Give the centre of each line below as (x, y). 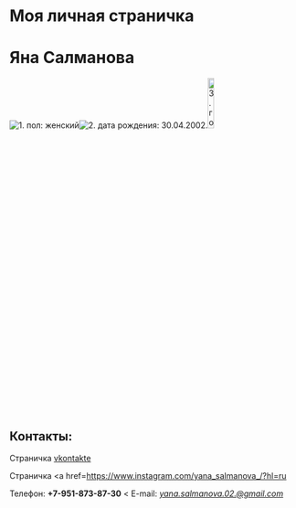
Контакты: (41, 436)
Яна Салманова (72, 58)
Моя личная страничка (102, 16)
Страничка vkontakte (50, 458)
